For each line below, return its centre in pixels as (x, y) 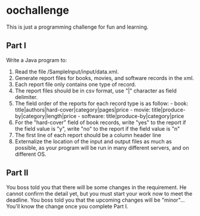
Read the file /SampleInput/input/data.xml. (67, 72)
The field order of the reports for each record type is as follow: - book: (101, 103)
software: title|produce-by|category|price (133, 116)
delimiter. (26, 97)
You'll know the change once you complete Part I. (67, 206)
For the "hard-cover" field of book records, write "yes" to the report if (100, 122)
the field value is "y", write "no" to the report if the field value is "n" (97, 128)
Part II (17, 173)
